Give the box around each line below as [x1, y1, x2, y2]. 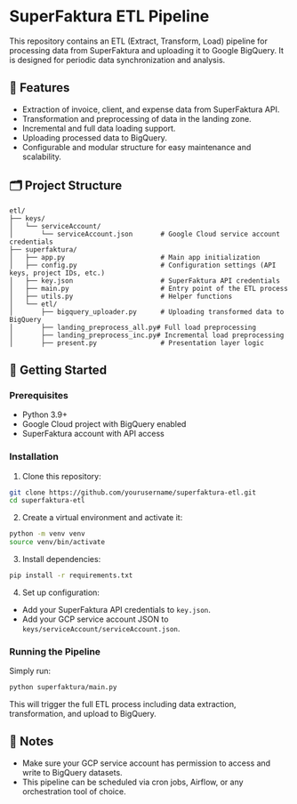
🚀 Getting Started [9, 362, 108, 377]
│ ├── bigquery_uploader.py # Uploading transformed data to [9, 307, 285, 317]
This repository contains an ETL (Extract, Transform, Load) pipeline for [9, 36, 269, 46]
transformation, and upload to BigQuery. [9, 709, 157, 720]
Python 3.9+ [21, 409, 68, 420]
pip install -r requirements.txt [9, 571, 133, 580]
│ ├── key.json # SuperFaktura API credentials [9, 276, 280, 285]
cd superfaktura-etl [9, 496, 86, 505]
